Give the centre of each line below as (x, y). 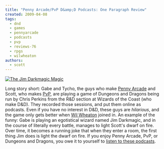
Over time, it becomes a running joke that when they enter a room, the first (81, 131)
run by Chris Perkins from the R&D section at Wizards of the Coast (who (78, 99)
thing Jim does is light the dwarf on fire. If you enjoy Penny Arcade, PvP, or (82, 136)
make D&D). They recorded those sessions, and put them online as (73, 104)
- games (18, 28)
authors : (14, 60)
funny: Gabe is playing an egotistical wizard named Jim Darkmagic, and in (81, 120)
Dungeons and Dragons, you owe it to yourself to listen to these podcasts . (81, 141)
